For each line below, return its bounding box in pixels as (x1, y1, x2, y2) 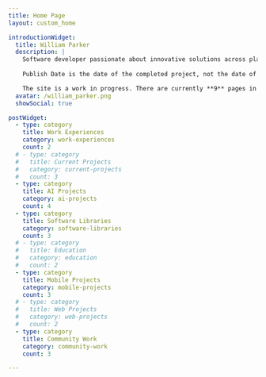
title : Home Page (8, 11, 66, 20)
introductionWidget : (8, 33, 77, 41)
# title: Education (15, 247, 87, 255)
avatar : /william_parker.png (15, 92, 112, 100)
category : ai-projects (22, 195, 97, 203)
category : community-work (22, 342, 108, 350)
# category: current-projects (15, 165, 123, 173)
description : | (15, 48, 66, 56)
